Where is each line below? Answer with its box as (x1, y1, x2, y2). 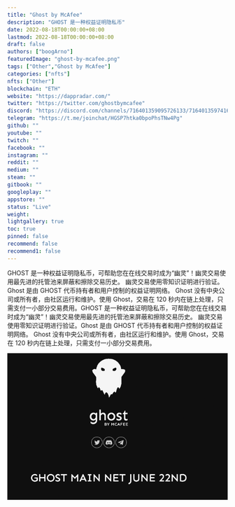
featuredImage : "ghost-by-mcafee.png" (7, 56, 120, 63)
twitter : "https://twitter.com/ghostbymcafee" (7, 100, 145, 107)
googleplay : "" (7, 188, 52, 195)
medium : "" (7, 167, 39, 174)
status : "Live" (7, 203, 52, 210)
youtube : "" (7, 130, 42, 137)
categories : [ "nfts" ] (7, 70, 71, 77)
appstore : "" (7, 196, 45, 203)
